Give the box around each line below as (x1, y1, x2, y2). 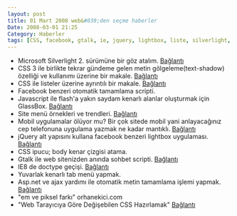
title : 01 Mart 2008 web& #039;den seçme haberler (7, 17, 158, 24)
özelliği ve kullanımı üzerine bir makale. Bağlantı (17, 72, 158, 81)
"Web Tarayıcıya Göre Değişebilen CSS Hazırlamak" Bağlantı (17, 200, 196, 209)
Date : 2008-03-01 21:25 (7, 24, 78, 31)
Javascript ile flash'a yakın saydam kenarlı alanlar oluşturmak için (17, 94, 210, 103)
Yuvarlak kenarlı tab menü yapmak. (17, 170, 121, 179)
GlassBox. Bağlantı (17, 102, 73, 110)
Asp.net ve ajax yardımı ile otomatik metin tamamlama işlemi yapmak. (17, 178, 221, 186)
